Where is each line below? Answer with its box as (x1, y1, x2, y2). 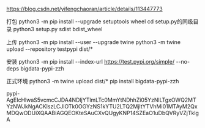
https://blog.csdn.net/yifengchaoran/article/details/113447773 (6, 6, 163, 12)
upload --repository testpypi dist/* (6, 45, 93, 53)
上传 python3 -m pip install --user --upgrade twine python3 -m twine (6, 39, 181, 45)
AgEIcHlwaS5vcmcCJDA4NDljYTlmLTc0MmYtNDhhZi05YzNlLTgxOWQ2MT (6, 96, 197, 104)
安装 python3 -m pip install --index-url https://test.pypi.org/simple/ (6, 58, 175, 65)
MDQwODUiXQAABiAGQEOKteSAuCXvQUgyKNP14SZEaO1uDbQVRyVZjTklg (6, 110, 199, 116)
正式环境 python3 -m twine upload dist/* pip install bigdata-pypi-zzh (6, 78, 179, 85)
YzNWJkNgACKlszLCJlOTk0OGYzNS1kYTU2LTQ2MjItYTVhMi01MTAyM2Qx (6, 103, 198, 110)
